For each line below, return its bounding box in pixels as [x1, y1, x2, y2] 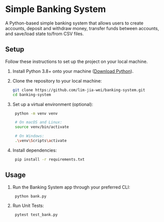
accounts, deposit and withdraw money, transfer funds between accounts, [5, 25, 159, 31]
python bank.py [15, 193, 47, 198]
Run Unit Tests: [12, 202, 44, 208]
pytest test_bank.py [15, 212, 58, 217]
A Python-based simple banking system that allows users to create [5, 20, 144, 26]
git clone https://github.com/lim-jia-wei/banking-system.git [12, 87, 145, 92]
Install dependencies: [12, 147, 57, 153]
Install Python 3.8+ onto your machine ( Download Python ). [12, 68, 134, 74]
